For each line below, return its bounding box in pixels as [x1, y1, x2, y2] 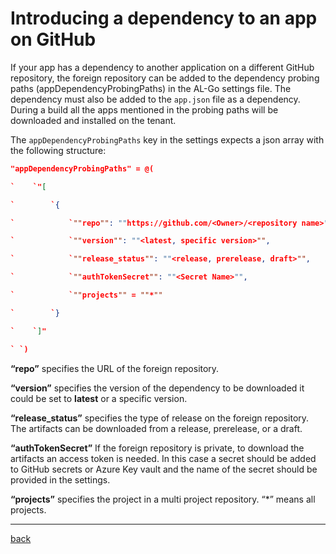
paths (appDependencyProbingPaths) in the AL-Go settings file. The [10, 82, 292, 94]
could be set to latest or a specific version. [10, 392, 188, 404]
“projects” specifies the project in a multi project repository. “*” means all [10, 493, 316, 505]
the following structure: [10, 144, 107, 156]
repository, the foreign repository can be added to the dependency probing [10, 72, 320, 84]
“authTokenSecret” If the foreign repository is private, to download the [10, 442, 305, 454]
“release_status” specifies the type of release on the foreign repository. [10, 412, 310, 424]
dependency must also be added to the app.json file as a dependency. [10, 93, 301, 105]
